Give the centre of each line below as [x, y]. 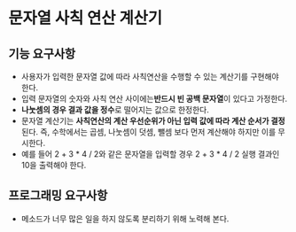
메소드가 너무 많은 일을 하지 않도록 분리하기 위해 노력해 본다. [125, 219]
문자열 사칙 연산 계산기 [86, 18]
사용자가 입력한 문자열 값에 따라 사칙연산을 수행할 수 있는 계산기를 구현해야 [150, 77]
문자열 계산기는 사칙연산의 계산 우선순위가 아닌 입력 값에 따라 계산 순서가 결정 [153, 121]
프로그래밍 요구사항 [58, 196]
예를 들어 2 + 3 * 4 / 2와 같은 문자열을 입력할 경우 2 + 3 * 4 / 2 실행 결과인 [150, 154]
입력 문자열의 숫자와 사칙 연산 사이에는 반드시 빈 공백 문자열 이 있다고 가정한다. [154, 99]
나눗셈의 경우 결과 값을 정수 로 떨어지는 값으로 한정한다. [115, 110]
